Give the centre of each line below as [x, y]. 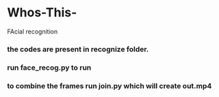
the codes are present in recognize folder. [78, 49]
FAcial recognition [33, 31]
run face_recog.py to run [49, 68]
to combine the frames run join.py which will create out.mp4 [109, 85]
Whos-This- [42, 13]
